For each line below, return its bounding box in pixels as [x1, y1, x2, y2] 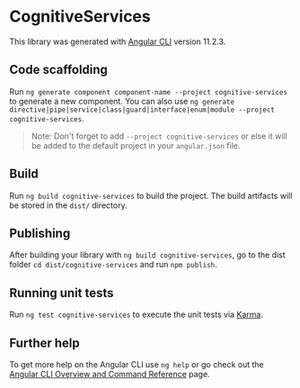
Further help [9, 335, 81, 350]
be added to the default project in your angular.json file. [31, 140, 241, 150]
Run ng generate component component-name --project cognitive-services [9, 86, 287, 96]
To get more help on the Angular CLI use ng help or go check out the [9, 359, 264, 370]
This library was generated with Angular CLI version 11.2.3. [9, 36, 226, 47]
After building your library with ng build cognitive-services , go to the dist [9, 249, 286, 260]
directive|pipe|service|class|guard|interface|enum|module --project [9, 105, 276, 114]
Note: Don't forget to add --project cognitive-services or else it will [31, 131, 287, 141]
